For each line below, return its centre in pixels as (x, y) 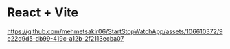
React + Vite (43, 13)
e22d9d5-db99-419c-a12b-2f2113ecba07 (66, 38)
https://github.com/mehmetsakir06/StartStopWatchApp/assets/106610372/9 (115, 31)
